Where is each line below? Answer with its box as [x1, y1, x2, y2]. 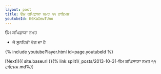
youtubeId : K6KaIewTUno [5, 16, 54, 21]
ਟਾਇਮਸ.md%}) [5, 64, 34, 70]
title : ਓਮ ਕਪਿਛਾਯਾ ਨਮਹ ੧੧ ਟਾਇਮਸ [5, 12, 70, 17]
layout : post [5, 7, 32, 12]
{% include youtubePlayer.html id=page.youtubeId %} [5, 49, 114, 55]
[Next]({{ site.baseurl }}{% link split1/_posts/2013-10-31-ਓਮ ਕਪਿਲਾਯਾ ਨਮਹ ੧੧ [5, 58, 156, 64]
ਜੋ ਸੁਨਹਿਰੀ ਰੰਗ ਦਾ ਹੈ [12, 39, 46, 45]
